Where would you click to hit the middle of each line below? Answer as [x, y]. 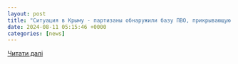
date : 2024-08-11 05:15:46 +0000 [57, 27]
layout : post [27, 14]
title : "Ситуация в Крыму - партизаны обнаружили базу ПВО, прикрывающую [119, 20]
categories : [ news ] [36, 33]
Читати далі [25, 53]
